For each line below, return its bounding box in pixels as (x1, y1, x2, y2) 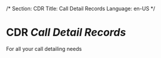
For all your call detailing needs (6, 45, 82, 52)
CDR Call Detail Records (6, 26, 126, 39)
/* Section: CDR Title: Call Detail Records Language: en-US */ (6, 5, 155, 12)
